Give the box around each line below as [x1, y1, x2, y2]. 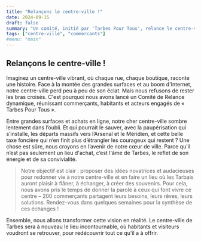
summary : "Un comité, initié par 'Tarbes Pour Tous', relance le [6, 25, 172, 32]
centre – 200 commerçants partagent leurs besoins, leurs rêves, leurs [20, 192, 193, 200]
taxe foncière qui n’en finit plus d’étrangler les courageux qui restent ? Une [6, 136, 190, 144]
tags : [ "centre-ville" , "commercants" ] [6, 31, 106, 37]
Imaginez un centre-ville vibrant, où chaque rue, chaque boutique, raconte [6, 74, 190, 81]
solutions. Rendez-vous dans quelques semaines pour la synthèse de [20, 198, 193, 206]
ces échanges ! [20, 205, 59, 212]
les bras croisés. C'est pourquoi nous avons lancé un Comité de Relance [6, 93, 185, 100]
